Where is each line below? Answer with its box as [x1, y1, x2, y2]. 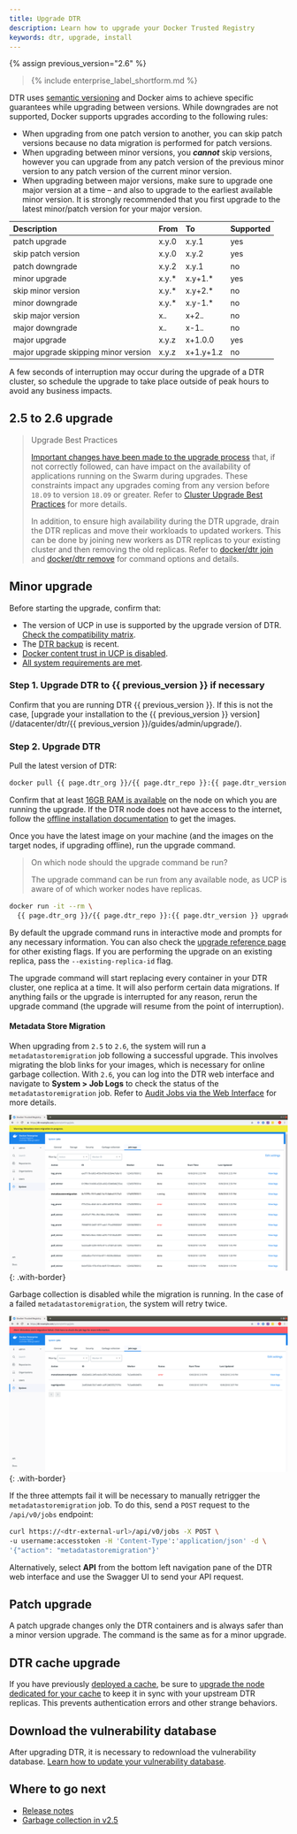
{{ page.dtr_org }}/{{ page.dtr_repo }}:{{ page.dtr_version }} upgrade [17, 911, 291, 920]
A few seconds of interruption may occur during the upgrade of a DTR [9, 366, 265, 377]
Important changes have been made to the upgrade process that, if [30, 451, 276, 462]
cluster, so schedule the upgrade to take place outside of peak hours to [9, 376, 270, 387]
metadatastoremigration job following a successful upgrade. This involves [9, 1049, 278, 1061]
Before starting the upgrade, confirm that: [9, 602, 162, 613]
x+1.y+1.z [185, 347, 224, 357]
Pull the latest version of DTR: [9, 761, 118, 771]
